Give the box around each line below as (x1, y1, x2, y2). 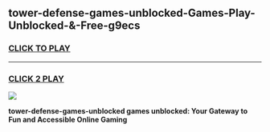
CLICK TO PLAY (8, 43, 71, 54)
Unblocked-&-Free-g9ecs (8, 19, 141, 33)
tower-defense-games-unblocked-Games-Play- (8, 6, 256, 20)
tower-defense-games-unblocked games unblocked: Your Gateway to (8, 106, 247, 115)
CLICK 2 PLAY (8, 73, 64, 84)
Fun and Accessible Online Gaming (8, 114, 128, 124)
